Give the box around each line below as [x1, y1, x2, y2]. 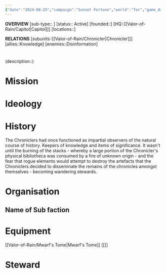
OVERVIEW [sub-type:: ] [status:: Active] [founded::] [5, 21, 113, 27]
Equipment [5, 226, 51, 236]
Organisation [5, 186, 60, 197]
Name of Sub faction [5, 206, 70, 214]
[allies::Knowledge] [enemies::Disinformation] [5, 41, 98, 47]
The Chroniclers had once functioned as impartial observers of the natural [5, 137, 157, 143]
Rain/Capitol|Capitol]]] [5, 26, 51, 32]
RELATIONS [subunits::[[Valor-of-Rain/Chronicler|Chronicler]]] [5, 36, 132, 42]
